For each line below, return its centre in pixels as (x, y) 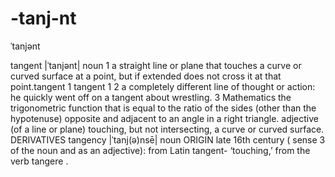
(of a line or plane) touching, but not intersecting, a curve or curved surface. (167, 129)
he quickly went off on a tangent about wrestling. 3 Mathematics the (151, 97)
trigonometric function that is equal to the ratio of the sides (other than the (163, 108)
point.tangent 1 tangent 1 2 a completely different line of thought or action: (163, 86)
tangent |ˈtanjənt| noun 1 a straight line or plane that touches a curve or (156, 65)
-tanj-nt (43, 18)
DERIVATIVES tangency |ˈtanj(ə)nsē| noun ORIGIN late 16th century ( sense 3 (168, 139)
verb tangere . (39, 161)
